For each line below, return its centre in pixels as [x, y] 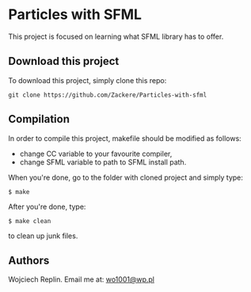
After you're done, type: [47, 207]
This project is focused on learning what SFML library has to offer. [116, 36]
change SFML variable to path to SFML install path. [103, 162]
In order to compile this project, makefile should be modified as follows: [125, 138]
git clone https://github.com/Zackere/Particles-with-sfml [108, 95]
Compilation [39, 119]
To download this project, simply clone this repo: [87, 80]
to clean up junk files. [43, 236]
